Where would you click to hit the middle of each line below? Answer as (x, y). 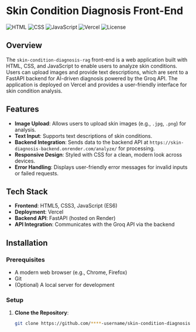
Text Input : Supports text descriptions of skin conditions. (83, 135)
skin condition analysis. (34, 91)
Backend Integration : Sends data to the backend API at (81, 142)
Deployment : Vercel (39, 212)
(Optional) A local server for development (65, 285)
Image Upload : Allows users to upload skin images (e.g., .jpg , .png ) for (100, 123)
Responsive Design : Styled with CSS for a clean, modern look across (98, 154)
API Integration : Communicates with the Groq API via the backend (94, 225)
